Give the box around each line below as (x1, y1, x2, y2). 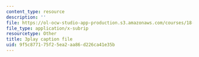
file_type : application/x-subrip (6, 25, 89, 31)
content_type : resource (6, 8, 65, 15)
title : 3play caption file (6, 36, 73, 42)
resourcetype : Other (6, 31, 57, 37)
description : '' (6, 14, 46, 20)
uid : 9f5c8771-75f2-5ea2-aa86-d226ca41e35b (6, 42, 115, 48)
